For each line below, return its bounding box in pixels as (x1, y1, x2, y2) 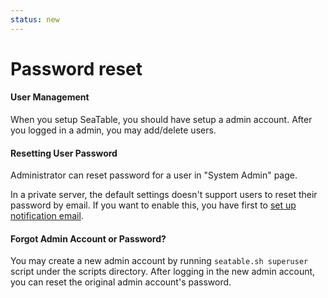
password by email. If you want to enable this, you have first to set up (10, 199, 297, 211)
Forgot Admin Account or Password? (10, 232, 167, 245)
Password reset (10, 57, 143, 80)
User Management (10, 91, 90, 103)
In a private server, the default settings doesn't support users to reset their (10, 189, 318, 201)
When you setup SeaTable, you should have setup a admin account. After (10, 114, 313, 126)
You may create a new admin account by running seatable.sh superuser (10, 255, 309, 267)
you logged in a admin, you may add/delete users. (10, 124, 217, 136)
